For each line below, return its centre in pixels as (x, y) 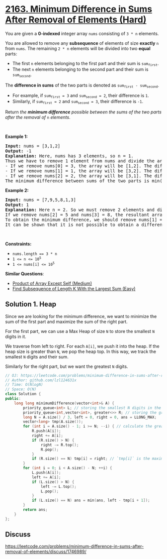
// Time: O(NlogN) (24, 385)
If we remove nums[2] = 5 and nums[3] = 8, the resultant (77, 215)
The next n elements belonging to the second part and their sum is (80, 69)
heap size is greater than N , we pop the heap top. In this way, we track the (81, 351)
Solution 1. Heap (31, 304)
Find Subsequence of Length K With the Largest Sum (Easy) (74, 288)
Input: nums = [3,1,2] (33, 146)
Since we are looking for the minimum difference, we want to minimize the (81, 316)
